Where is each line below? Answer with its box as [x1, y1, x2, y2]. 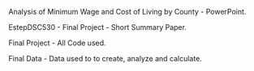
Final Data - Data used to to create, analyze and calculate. [8, 54, 203, 63]
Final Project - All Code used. [8, 38, 107, 48]
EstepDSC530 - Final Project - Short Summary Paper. [8, 23, 187, 31]
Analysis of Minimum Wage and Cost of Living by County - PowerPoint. [8, 7, 247, 16]
